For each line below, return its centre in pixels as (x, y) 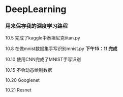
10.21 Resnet (18, 90)
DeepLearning (36, 9)
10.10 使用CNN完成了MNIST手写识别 (43, 60)
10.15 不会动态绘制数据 (29, 70)
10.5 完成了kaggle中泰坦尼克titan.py (43, 38)
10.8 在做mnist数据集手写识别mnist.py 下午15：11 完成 (61, 48)
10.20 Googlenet (22, 80)
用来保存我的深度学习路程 (37, 26)
